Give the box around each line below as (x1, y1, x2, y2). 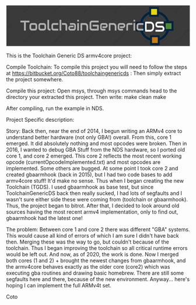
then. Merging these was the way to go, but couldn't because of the (6, 238, 169, 245)
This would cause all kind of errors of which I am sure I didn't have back (6, 232, 179, 239)
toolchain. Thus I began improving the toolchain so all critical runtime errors (6, 244, 188, 251)
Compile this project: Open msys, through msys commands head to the (6, 87, 177, 94)
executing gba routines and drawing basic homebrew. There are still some (6, 269, 184, 276)
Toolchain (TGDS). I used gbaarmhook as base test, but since (6, 183, 154, 190)
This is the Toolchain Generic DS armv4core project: (6, 52, 132, 59)
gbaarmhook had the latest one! (6, 214, 83, 221)
